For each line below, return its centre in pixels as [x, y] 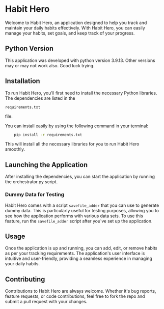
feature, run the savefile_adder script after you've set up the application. [79, 221]
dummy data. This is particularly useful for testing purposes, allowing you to [82, 210]
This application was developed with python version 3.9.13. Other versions [80, 60]
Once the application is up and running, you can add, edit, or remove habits [81, 248]
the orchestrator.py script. [31, 182]
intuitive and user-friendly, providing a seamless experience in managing [79, 258]
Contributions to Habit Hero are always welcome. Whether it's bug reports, [81, 291]
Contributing [25, 279]
